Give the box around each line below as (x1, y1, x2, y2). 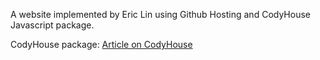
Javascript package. (10, 19, 95, 31)
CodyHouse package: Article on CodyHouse (10, 39, 193, 50)
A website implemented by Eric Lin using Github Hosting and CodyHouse (10, 9, 311, 20)
